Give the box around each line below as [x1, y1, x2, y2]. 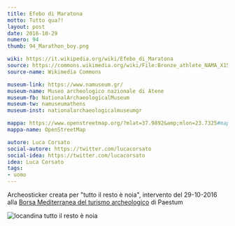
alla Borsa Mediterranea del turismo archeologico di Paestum [7, 198, 183, 206]
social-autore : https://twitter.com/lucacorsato [7, 145, 152, 153]
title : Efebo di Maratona [7, 10, 83, 17]
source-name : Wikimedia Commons [7, 68, 101, 76]
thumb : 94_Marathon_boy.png [7, 43, 90, 50]
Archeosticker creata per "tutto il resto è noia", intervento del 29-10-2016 [7, 190, 218, 199]
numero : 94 [7, 36, 39, 43]
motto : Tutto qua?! [7, 17, 64, 24]
